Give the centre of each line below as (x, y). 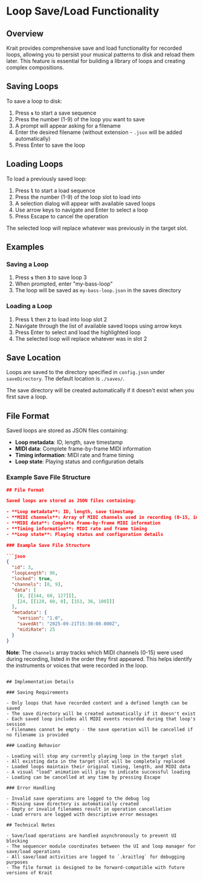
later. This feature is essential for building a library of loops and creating (96, 61)
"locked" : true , (32, 579)
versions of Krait (29, 873)
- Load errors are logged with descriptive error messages (82, 814)
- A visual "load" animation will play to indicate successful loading (98, 772)
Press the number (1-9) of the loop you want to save (80, 119)
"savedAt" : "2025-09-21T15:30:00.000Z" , (69, 624)
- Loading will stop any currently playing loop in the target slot (94, 756)
